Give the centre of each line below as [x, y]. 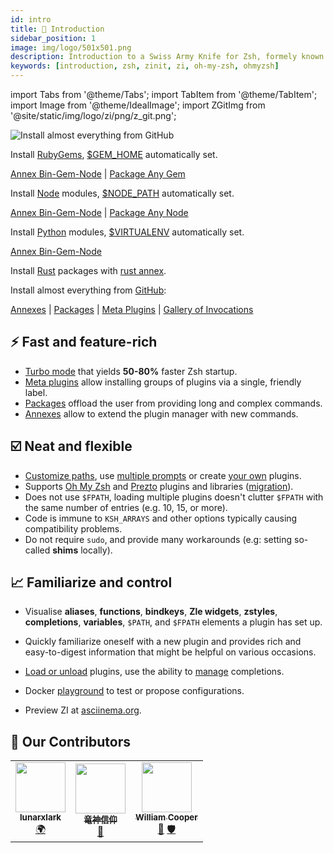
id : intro [31, 19]
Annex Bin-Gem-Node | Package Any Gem [98, 174]
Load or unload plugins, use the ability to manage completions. [154, 672]
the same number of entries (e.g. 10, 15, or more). [126, 507]
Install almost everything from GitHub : [88, 290]
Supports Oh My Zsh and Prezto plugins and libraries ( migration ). [159, 486]
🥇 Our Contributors [71, 741]
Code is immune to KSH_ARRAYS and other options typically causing [161, 518]
